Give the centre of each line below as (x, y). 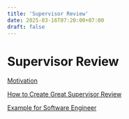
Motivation (23, 80)
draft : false (26, 27)
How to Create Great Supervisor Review (64, 94)
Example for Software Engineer (52, 108)
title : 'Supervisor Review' (48, 14)
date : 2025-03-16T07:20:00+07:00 (56, 20)
